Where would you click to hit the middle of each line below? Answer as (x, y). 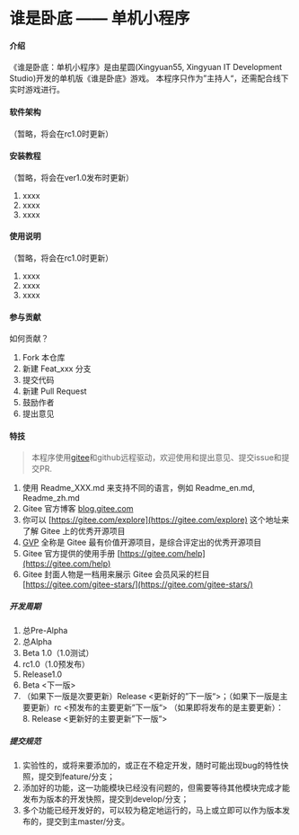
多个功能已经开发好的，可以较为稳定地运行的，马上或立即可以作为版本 (152, 811)
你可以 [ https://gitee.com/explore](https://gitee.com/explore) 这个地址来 (156, 520)
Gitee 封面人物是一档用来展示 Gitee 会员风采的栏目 (116, 574)
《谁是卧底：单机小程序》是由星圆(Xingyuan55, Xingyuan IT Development (146, 67)
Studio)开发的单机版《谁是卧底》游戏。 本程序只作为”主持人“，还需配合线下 (149, 78)
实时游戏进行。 (37, 90)
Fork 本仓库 (44, 358)
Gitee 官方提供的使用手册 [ (71, 554)
